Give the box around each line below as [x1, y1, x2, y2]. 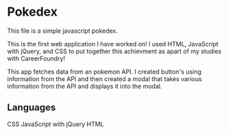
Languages [7, 102, 56, 113]
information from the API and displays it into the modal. [7, 82, 162, 90]
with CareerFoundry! [7, 54, 66, 62]
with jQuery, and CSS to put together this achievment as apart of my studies [7, 47, 222, 55]
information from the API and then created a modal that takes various [7, 74, 202, 82]
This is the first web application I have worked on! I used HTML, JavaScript [7, 40, 219, 48]
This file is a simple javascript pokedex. [7, 27, 118, 35]
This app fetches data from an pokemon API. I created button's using [7, 67, 202, 76]
